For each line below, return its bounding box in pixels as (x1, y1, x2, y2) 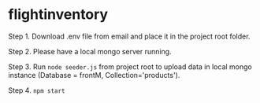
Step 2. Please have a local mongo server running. (8, 46, 172, 56)
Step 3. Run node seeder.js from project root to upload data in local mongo (8, 61, 252, 72)
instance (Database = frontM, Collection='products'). (8, 70, 180, 79)
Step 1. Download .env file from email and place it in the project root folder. (8, 31, 251, 41)
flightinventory (8, 6, 109, 24)
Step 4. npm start (8, 85, 65, 95)
